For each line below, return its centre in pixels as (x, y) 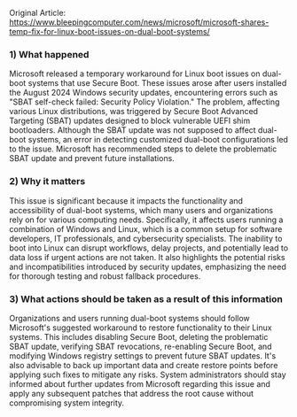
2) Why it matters (47, 181)
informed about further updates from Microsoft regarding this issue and (140, 383)
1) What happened (49, 54)
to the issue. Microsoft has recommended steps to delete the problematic (143, 149)
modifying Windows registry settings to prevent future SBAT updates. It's (143, 355)
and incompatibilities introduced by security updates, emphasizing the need (148, 266)
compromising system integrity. (67, 403)
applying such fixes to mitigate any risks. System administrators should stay (148, 375)
